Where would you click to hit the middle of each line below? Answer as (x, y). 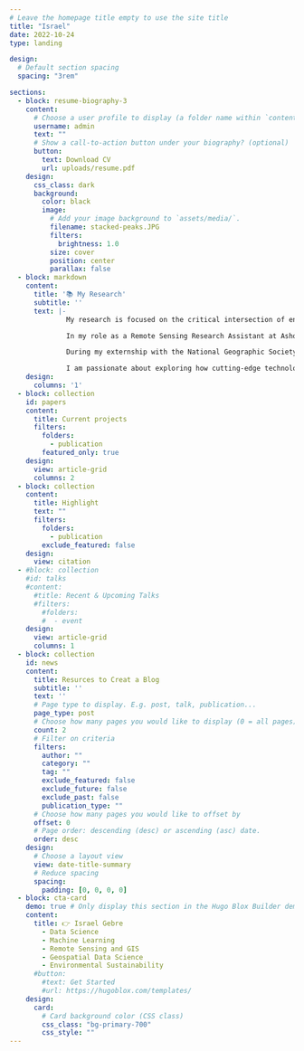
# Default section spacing (68, 68)
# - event (62, 620)
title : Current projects (80, 419)
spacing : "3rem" (48, 76)
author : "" (62, 755)
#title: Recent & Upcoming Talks (96, 595)
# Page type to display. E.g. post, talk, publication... (145, 705)
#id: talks (46, 579)
